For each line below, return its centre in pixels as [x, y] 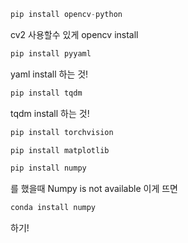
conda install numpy [53, 208]
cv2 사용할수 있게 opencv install [74, 34]
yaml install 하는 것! [49, 74]
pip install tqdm [46, 93]
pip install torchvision [62, 132]
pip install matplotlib [60, 150]
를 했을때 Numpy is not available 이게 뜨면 [94, 189]
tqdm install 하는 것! [50, 113]
